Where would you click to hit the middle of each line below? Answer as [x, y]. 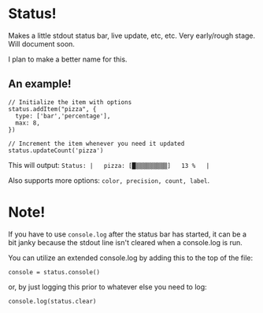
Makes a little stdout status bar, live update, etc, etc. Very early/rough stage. [132, 35]
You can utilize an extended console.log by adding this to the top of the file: [131, 258]
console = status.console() [54, 272]
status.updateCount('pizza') [56, 151]
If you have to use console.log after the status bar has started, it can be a [127, 234]
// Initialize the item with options [70, 102]
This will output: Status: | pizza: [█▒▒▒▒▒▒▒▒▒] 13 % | [109, 165]
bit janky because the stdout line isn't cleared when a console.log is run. [125, 242]
